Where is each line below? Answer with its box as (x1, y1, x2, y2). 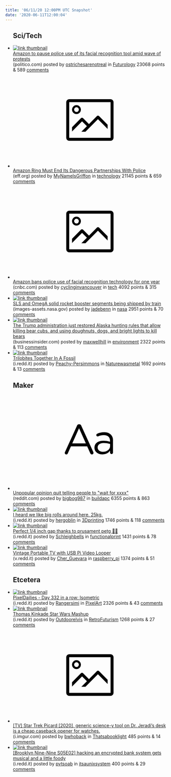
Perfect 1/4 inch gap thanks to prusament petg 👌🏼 (12, 528, 118, 534)
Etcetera (12, 575, 41, 584)
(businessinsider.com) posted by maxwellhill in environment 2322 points (12, 339, 165, 345)
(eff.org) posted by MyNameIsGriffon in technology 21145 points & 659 (12, 173, 162, 179)
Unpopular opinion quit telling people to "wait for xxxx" (12, 490, 129, 496)
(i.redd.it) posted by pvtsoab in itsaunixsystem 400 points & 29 (12, 761, 146, 767)
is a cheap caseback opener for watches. (12, 728, 100, 734)
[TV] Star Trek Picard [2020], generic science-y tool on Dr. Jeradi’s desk (12, 722, 166, 728)
